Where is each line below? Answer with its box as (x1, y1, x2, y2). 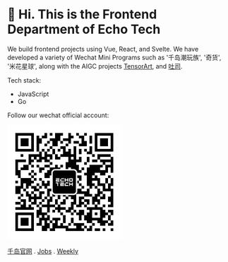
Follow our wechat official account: (7, 111, 109, 119)
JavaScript (17, 90, 49, 98)
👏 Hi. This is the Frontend (7, 6, 157, 23)
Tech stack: (7, 76, 41, 84)
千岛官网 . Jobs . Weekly (7, 246, 79, 255)
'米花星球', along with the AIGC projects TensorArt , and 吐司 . (7, 61, 183, 70)
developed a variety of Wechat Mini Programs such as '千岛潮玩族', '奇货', (7, 53, 222, 61)
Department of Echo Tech (7, 21, 161, 37)
